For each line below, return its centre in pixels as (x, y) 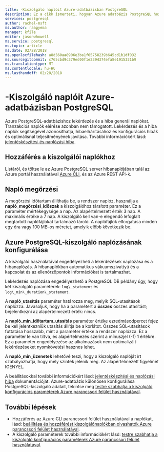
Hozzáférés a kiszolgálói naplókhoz (60, 157)
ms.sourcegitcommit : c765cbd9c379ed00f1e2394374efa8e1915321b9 (71, 59)
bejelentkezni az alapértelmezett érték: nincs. (51, 312)
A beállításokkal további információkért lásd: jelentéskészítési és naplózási (80, 376)
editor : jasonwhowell (27, 37)
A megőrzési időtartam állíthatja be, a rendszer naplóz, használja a (72, 201)
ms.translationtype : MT (29, 64)
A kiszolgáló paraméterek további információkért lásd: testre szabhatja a (85, 434)
